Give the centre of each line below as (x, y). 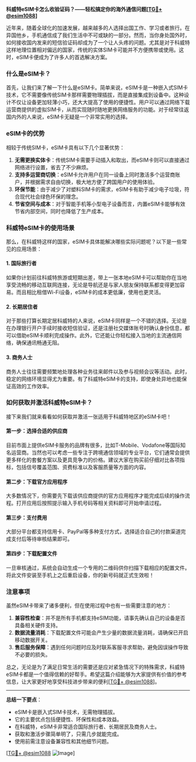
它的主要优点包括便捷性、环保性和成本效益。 (68, 719)
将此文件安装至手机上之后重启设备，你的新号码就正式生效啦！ (80, 575)
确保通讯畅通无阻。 (39, 343)
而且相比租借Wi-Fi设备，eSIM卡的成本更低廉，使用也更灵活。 (90, 292)
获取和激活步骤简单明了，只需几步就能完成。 (68, 734)
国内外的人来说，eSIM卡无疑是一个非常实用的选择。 (69, 117)
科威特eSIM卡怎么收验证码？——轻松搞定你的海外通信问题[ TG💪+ (84, 9)
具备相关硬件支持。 (38, 625)
